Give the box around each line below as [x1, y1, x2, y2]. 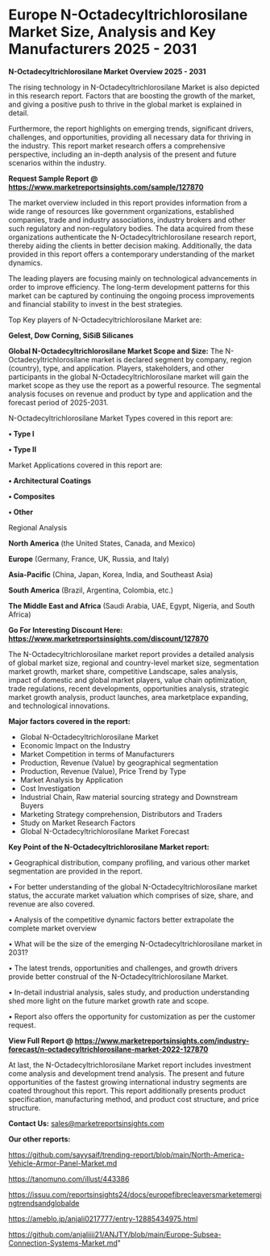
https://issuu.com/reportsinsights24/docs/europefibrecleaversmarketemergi [8, 1189, 262, 1199]
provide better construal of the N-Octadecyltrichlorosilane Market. [8, 971, 229, 982]
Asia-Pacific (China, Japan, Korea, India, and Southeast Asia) [8, 569, 214, 579]
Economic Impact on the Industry [19, 740, 131, 750]
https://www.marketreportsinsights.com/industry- [74, 1036, 250, 1045]
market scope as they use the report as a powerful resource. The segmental [8, 380, 261, 390]
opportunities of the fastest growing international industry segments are [8, 1077, 247, 1086]
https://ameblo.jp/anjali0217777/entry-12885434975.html [8, 1213, 198, 1224]
